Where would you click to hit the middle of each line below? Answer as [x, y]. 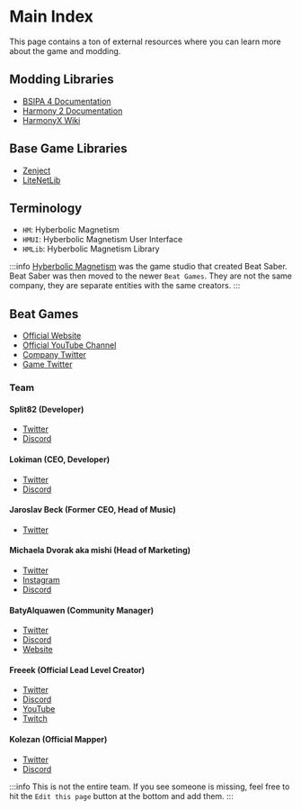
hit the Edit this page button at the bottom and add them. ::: [121, 796]
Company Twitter [54, 355]
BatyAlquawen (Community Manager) [82, 610]
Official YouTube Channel [69, 345]
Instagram [41, 579]
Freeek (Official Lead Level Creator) [77, 669]
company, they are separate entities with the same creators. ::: [125, 286]
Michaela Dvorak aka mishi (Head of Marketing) [100, 551]
